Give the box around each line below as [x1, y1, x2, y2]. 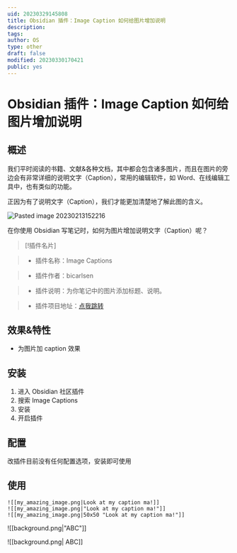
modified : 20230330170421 [7, 57, 83, 64]
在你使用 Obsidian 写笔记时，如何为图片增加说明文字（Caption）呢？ [7, 226, 209, 234]
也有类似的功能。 [25, 182, 76, 190]
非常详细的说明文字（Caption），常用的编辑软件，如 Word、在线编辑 [25, 173, 224, 182]
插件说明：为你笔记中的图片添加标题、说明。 [35, 286, 166, 295]
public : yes [7, 63, 42, 70]
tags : [7, 30, 23, 38]
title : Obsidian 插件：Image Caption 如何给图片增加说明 [7, 17, 166, 24]
